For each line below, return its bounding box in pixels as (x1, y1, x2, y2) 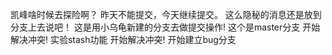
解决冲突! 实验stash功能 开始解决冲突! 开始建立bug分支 (10, 34, 237, 45)
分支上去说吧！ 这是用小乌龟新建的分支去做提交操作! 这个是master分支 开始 (10, 21, 321, 33)
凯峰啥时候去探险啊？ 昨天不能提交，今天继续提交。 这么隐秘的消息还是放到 (10, 9, 322, 20)
